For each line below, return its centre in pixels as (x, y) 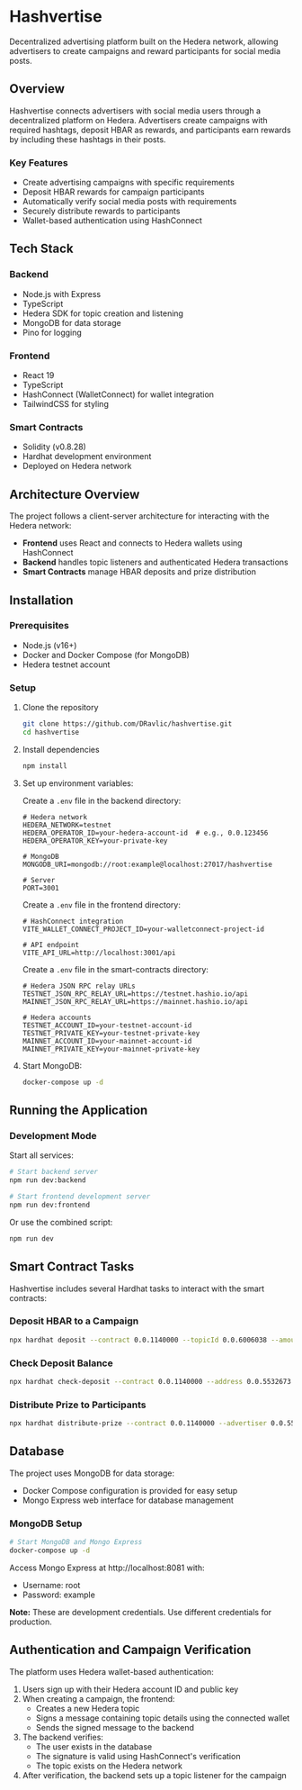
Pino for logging (52, 332)
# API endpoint (51, 945)
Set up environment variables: (78, 783)
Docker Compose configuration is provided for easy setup (130, 1490)
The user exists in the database (94, 1746)
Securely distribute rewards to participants (101, 211)
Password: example (59, 1595)
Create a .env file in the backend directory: (102, 800)
